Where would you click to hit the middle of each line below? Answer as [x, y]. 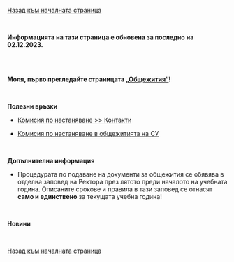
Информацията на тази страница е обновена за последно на [101, 37]
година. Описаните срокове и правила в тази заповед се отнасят [115, 189]
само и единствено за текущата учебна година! [89, 196]
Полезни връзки [32, 106]
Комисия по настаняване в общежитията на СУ [88, 133]
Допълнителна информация [51, 161]
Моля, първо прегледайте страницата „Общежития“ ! [89, 79]
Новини [19, 224]
